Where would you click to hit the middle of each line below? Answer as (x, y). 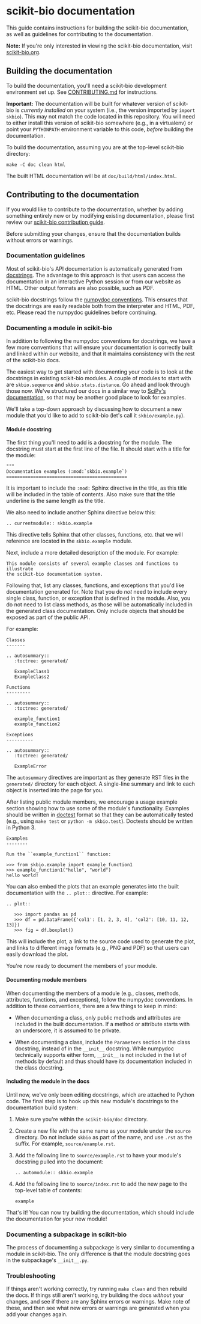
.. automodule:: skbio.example (54, 1172)
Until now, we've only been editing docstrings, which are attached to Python (100, 1095)
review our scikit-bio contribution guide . (55, 222)
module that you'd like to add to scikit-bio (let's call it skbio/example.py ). (95, 416)
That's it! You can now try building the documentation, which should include (100, 1212)
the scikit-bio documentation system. (55, 574)
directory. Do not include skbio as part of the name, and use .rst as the (103, 1137)
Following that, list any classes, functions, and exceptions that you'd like (95, 585)
